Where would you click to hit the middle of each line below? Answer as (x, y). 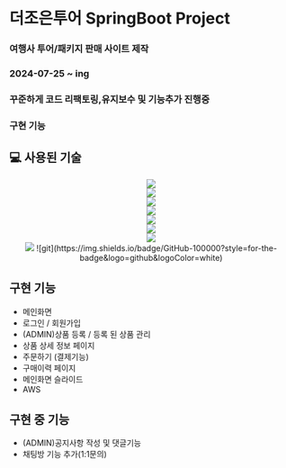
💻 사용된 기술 (46, 158)
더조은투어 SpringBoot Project (120, 18)
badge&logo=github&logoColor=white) (151, 257)
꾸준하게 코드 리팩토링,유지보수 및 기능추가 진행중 (109, 99)
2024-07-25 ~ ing (49, 74)
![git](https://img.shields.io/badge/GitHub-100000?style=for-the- (156, 247)
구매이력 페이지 (49, 368)
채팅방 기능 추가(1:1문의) (65, 454)
